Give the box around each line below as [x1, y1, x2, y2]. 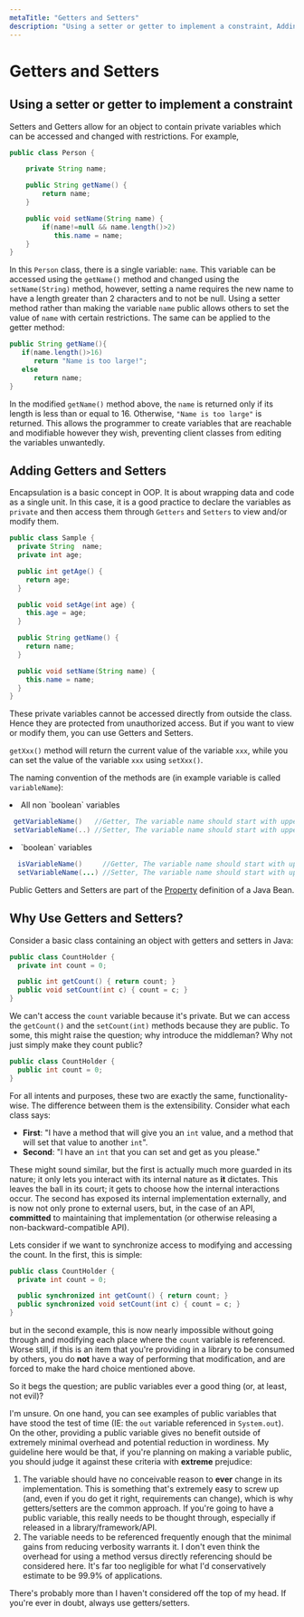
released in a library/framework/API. [22, 1522, 157, 1533]
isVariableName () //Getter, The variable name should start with [17, 859, 285, 869]
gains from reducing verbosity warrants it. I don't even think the [22, 1542, 261, 1552]
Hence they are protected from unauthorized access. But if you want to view [9, 718, 294, 729]
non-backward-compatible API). [9, 1221, 129, 1232]
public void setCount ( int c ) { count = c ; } [17, 985, 188, 995]
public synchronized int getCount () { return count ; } [17, 1291, 229, 1300]
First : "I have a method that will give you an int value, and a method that [22, 1127, 294, 1138]
